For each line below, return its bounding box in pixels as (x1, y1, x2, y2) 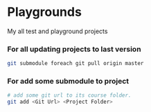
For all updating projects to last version (7, 44, 141, 54)
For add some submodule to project (7, 77, 130, 86)
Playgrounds (7, 4, 82, 20)
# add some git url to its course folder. (7, 92, 132, 99)
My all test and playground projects (7, 27, 108, 35)
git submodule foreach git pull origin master (7, 60, 144, 67)
